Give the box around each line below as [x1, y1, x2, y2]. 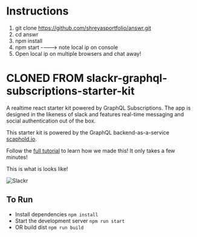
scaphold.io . [6, 135, 37, 142]
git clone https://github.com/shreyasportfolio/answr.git [15, 24, 152, 32]
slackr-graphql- [86, 72, 167, 85]
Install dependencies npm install [15, 210, 98, 218]
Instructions [6, 4, 69, 18]
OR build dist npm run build [15, 223, 84, 231]
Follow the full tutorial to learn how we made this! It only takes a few [6, 147, 175, 154]
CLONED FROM [6, 72, 85, 85]
